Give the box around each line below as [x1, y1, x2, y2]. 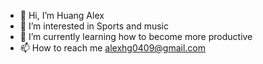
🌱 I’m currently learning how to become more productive [19, 31, 253, 42]
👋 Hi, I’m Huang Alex [19, 10, 105, 21]
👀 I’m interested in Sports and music [19, 20, 169, 32]
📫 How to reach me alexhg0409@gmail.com [19, 42, 207, 54]
